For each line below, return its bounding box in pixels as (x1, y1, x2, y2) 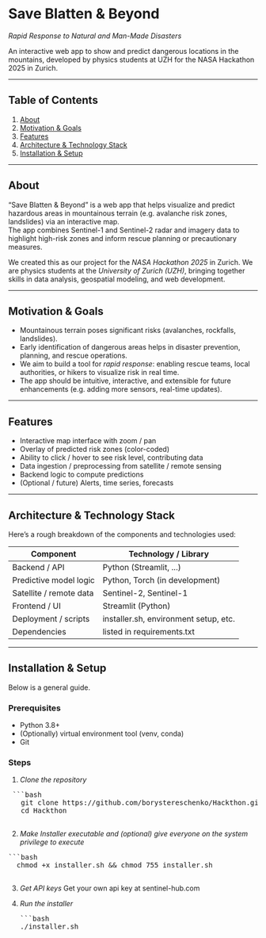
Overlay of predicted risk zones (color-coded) (19, 445, 170, 454)
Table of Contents (8, 94, 99, 107)
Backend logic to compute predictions (19, 469, 144, 480)
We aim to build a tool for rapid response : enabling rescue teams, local (19, 359, 251, 369)
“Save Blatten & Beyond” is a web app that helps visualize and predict (8, 200, 235, 209)
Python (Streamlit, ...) (102, 562, 181, 572)
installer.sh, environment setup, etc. (102, 614, 235, 624)
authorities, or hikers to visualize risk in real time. (19, 368, 180, 377)
